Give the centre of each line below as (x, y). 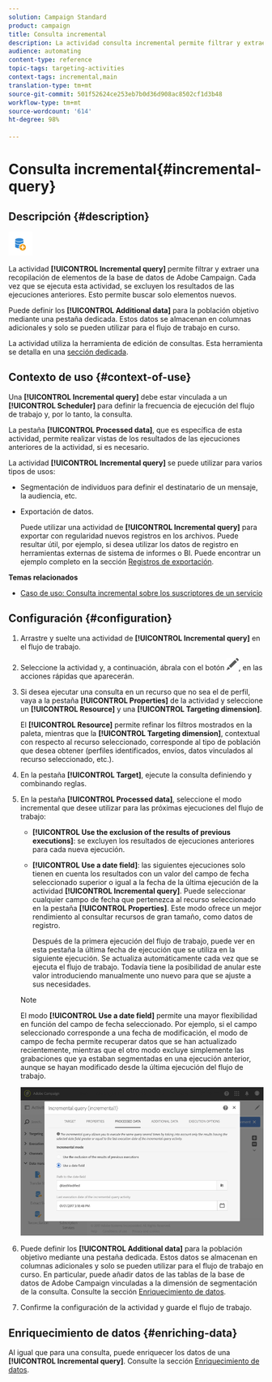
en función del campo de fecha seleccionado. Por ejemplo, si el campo (138, 1024)
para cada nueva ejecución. (79, 849)
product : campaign (39, 26)
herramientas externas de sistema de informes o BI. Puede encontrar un (140, 553)
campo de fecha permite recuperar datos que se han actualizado (128, 1041)
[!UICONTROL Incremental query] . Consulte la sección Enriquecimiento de (134, 1361)
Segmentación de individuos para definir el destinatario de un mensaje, (139, 487)
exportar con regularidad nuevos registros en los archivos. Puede (129, 536)
